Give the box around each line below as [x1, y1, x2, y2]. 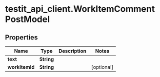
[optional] [91, 64, 114, 70]
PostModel [5, 14, 50, 25]
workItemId [7, 64, 35, 70]
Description [58, 48, 87, 54]
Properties [5, 33, 38, 41]
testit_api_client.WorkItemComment [5, 3, 155, 15]
